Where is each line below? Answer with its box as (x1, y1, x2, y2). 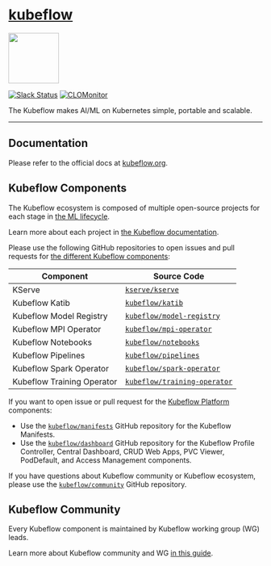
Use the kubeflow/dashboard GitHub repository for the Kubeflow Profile (19, 438, 256, 447)
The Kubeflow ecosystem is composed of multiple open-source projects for (8, 203, 261, 212)
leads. (8, 533, 29, 543)
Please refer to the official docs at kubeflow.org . (8, 157, 168, 167)
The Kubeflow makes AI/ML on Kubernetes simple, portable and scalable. (8, 105, 252, 115)
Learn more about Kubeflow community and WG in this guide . (8, 548, 214, 558)
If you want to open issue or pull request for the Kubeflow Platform (8, 396, 230, 406)
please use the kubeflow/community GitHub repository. (8, 479, 187, 489)
